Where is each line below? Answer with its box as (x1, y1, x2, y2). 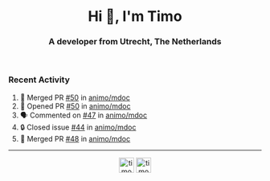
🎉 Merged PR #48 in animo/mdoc (19, 134, 131, 143)
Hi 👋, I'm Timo (88, 7, 182, 26)
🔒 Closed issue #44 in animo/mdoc (19, 122, 137, 132)
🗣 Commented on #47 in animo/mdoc (19, 110, 147, 120)
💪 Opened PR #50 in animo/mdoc (19, 101, 131, 111)
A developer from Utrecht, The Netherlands (48, 36, 222, 47)
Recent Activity (8, 74, 71, 85)
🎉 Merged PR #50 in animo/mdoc (19, 93, 130, 102)
